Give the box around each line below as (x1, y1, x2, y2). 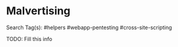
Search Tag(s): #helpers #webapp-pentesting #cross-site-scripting (6, 24, 172, 31)
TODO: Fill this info (6, 35, 53, 42)
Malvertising (6, 4, 70, 18)
